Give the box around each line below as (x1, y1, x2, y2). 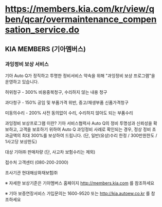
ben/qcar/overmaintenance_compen (5, 14, 157, 25)
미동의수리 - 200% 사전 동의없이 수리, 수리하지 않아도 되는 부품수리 (5, 110, 133, 116)
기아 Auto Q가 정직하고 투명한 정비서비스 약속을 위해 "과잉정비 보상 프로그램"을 (5, 72, 156, 79)
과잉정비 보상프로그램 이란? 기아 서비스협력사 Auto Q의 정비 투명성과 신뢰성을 (5, 120, 152, 126)
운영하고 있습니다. (5, 79, 39, 84)
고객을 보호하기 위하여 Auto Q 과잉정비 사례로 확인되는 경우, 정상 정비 (19, 126, 151, 132)
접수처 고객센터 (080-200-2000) (5, 159, 69, 165)
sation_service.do (5, 24, 79, 35)
